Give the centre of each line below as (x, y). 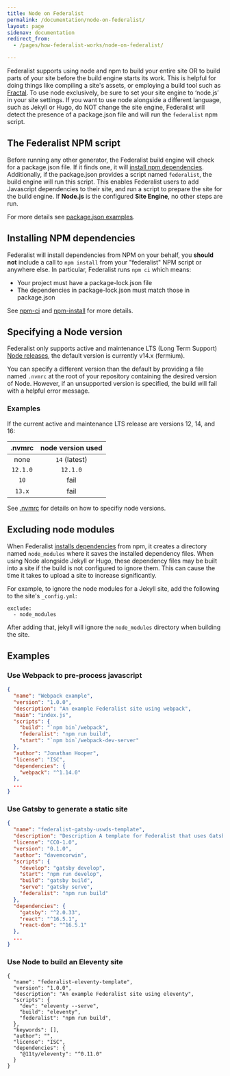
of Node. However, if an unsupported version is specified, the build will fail (112, 384)
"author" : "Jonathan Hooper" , (56, 753)
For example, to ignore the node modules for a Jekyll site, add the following (113, 588)
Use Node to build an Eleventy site (65, 962)
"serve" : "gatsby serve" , (56, 887)
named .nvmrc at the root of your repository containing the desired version (112, 376)
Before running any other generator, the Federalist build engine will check (111, 160)
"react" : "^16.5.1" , (49, 919)
